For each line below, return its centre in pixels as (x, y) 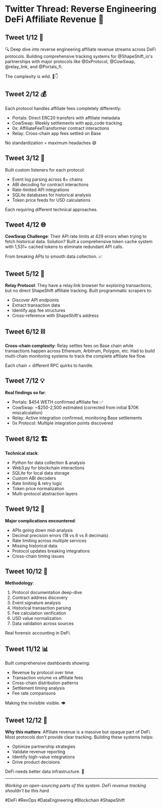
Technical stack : (22, 453)
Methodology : (19, 583)
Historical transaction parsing (41, 608)
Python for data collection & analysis (49, 462)
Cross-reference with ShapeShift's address (55, 316)
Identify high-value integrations (43, 757)
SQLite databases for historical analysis (51, 195)
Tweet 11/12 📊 (27, 649)
